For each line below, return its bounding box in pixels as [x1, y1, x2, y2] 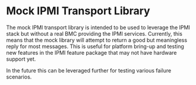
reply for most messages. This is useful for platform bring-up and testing [6, 43, 184, 50]
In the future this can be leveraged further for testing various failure [6, 67, 172, 74]
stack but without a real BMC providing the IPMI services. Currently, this [6, 30, 183, 37]
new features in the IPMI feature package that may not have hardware [6, 49, 177, 56]
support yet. [6, 55, 36, 62]
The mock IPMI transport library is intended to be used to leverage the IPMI [6, 24, 190, 31]
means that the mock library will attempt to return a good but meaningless [6, 36, 188, 43]
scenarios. [6, 73, 32, 80]
